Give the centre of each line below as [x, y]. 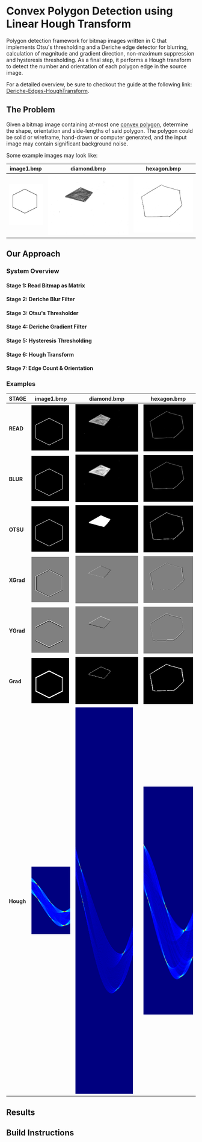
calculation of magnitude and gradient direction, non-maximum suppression [100, 53]
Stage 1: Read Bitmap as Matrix [46, 285]
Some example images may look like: [52, 155]
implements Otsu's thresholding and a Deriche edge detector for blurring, [97, 47]
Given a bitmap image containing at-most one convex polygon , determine [97, 124]
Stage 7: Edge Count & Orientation [50, 368]
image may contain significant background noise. [67, 144]
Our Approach [33, 254]
